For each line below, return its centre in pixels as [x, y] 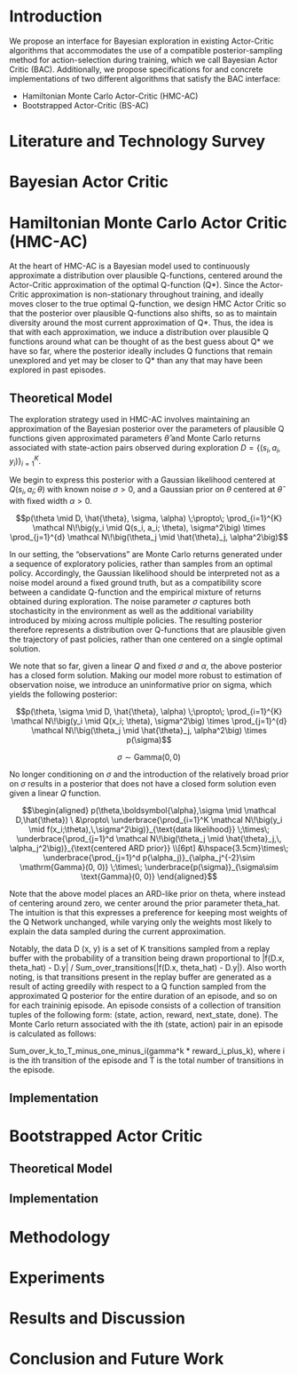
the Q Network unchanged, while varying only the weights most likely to [141, 923]
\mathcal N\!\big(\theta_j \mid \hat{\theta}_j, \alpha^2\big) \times [149, 731]
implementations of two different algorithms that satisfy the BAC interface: [145, 78]
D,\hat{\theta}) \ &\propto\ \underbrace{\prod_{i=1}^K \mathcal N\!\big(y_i [149, 820]
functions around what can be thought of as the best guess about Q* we [141, 342]
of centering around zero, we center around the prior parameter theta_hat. [145, 903]
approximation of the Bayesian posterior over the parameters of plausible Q [147, 429]
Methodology [60, 1237]
